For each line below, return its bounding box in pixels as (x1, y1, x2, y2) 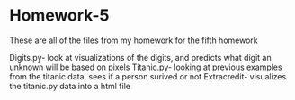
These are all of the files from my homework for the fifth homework (9, 35, 258, 46)
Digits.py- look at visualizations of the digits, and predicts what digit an (9, 52, 272, 62)
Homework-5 (9, 5, 110, 26)
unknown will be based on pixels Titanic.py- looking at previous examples (9, 62, 282, 72)
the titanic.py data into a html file (9, 80, 130, 91)
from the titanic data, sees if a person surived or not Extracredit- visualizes (9, 71, 287, 81)
